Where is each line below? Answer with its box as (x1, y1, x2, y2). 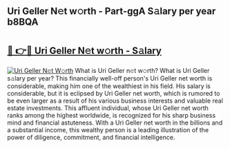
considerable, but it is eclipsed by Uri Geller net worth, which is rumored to (7, 89, 220, 97)
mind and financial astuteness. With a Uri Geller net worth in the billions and (7, 118, 223, 127)
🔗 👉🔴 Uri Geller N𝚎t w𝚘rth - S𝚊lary (7, 45, 162, 56)
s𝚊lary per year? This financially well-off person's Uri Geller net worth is (7, 74, 213, 82)
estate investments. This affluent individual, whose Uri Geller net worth (7, 104, 209, 112)
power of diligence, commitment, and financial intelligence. (7, 134, 175, 141)
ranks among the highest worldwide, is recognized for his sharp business (7, 112, 216, 119)
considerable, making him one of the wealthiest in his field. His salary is (7, 82, 211, 90)
